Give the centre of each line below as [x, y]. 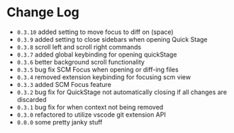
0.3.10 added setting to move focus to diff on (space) [95, 32]
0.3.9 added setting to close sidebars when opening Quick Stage [112, 39]
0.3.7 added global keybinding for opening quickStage [97, 54]
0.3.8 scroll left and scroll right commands [79, 47]
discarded [32, 99]
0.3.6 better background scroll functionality [80, 62]
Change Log [43, 12]
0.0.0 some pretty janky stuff [60, 122]
